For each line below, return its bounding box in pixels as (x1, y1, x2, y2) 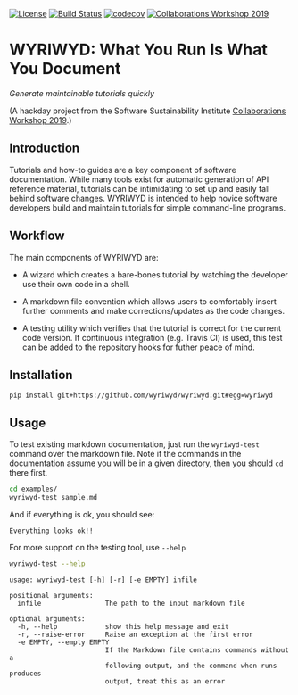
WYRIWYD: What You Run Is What (9, 40, 268, 60)
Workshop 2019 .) (9, 114, 72, 125)
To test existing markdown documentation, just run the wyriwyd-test (9, 439, 261, 450)
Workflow (9, 228, 65, 244)
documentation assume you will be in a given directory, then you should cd (9, 458, 284, 468)
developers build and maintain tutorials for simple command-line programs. (9, 202, 286, 213)
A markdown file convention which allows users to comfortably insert (21, 295, 277, 307)
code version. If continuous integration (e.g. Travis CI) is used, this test (21, 332, 283, 343)
